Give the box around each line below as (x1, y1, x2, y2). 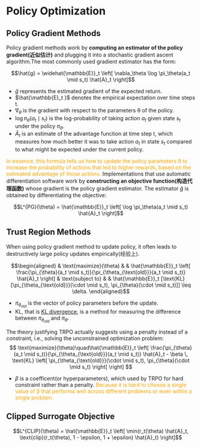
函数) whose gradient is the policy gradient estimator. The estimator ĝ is (11, 184, 189, 192)
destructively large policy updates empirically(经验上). (6, 250, 140, 257)
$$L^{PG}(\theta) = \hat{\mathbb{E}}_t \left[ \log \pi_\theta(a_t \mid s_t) (13, 203, 188, 210)
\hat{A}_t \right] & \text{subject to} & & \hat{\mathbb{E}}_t (17, 275, 160, 282)
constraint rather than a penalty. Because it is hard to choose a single (14, 382, 187, 389)
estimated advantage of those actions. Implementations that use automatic (6, 170, 191, 177)
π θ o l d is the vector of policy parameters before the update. (14, 299, 159, 309)
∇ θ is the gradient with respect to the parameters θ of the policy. (14, 107, 175, 115)
